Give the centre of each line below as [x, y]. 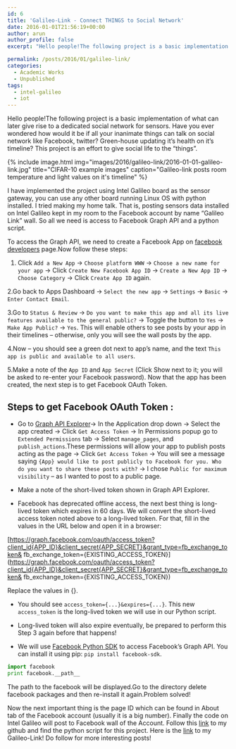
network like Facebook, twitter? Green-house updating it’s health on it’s [111, 141]
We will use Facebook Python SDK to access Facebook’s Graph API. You [123, 646]
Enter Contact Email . [38, 299]
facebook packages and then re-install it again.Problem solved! [99, 694]
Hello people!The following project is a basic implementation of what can [113, 119]
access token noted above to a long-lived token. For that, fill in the [113, 518]
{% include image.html [40, 162]
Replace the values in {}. [43, 590]
